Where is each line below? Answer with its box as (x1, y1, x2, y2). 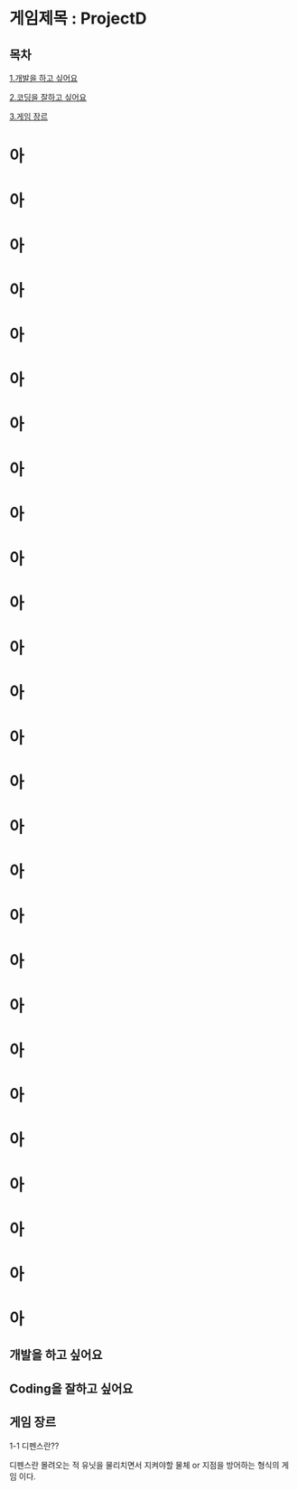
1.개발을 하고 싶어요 (9, 73, 79, 83)
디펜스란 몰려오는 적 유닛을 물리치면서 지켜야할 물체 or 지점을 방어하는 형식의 (9, 1459, 280, 1470)
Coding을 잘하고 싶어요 (9, 1381, 134, 1396)
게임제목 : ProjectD (9, 8, 147, 29)
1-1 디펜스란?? (9, 1440, 60, 1451)
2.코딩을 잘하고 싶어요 (9, 92, 88, 102)
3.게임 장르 (9, 111, 48, 122)
